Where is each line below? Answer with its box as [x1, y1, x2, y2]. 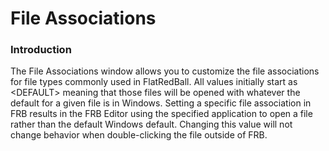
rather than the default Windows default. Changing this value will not [10, 118, 293, 131]
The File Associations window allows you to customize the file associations [10, 65, 320, 77]
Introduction [10, 43, 72, 57]
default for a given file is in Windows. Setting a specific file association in [10, 97, 312, 109]
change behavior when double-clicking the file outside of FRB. [10, 129, 268, 141]
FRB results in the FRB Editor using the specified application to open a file [10, 108, 313, 120]
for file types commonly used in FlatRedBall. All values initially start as [10, 76, 298, 88]
